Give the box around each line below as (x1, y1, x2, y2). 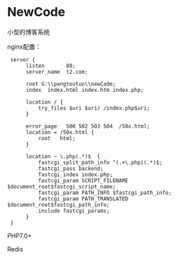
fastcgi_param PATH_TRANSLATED (37, 195, 129, 202)
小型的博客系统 (7, 28, 50, 36)
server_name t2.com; (25, 68, 89, 75)
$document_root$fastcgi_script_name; (7, 183, 116, 190)
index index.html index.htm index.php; (25, 86, 144, 93)
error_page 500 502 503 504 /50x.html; (25, 122, 150, 130)
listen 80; (25, 62, 76, 69)
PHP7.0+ (7, 231, 33, 240)
